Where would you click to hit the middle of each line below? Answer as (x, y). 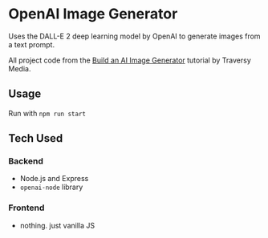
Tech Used (36, 138)
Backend (26, 161)
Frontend (26, 208)
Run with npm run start (47, 113)
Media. (20, 68)
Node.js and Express (54, 179)
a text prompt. (31, 44)
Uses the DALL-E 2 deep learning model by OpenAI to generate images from (134, 36)
